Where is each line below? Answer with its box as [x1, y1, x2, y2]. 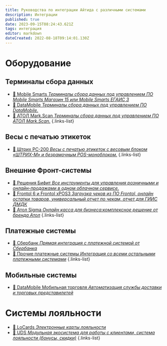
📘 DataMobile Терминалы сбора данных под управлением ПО [12, 102, 147, 108]
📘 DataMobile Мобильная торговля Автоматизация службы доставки [12, 284, 162, 290]
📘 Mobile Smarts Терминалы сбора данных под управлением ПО [12, 91, 153, 97]
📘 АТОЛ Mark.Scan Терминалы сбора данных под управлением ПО [12, 112, 159, 119]
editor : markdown [5, 31, 42, 36]
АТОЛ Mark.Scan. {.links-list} [12, 118, 74, 124]
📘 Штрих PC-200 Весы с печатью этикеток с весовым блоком [12, 146, 148, 152]
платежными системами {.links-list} [12, 256, 90, 262]
